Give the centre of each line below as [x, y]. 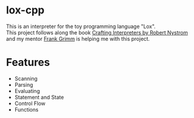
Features [28, 63]
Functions [27, 109]
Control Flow [30, 103]
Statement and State [39, 97]
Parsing [24, 85]
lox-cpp [25, 10]
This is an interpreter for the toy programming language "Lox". [81, 26]
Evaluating [27, 91]
